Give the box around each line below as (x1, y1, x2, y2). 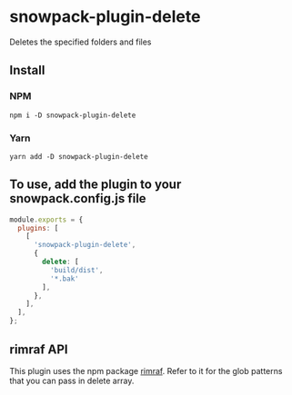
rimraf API (9, 341, 68, 357)
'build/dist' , (49, 265, 104, 274)
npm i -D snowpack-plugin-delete (9, 111, 136, 120)
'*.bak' (49, 274, 79, 283)
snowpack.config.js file (9, 191, 147, 206)
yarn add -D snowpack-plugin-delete (9, 152, 148, 161)
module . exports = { (9, 215, 84, 224)
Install (9, 63, 45, 78)
